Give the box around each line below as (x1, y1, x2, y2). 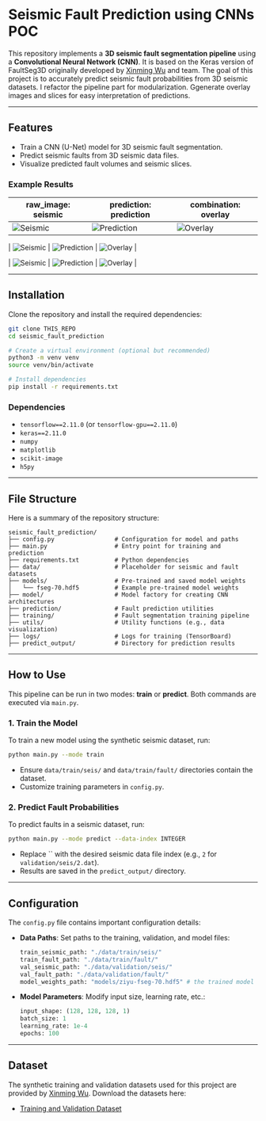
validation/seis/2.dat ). (19, 858, 100, 867)
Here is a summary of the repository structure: (8, 513, 160, 523)
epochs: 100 (19, 1030, 59, 1038)
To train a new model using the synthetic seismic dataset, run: (8, 735, 211, 745)
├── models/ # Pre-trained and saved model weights (8, 577, 246, 585)
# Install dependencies (8, 376, 87, 383)
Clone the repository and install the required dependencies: (8, 309, 203, 318)
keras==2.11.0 (19, 429, 66, 437)
